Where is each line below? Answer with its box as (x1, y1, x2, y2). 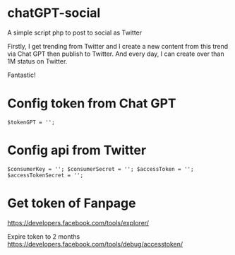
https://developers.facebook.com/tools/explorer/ (7, 218, 150, 227)
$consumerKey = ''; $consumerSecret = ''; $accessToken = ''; (7, 165, 194, 172)
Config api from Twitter (7, 143, 147, 158)
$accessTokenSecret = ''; (7, 172, 83, 179)
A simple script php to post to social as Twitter (7, 28, 143, 37)
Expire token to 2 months (7, 232, 80, 241)
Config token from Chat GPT (7, 95, 176, 112)
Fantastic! (7, 71, 36, 79)
